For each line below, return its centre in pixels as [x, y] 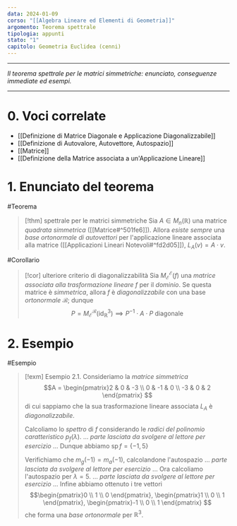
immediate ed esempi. [39, 81]
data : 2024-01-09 [33, 14]
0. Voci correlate [57, 116]
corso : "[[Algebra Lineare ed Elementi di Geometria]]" [91, 21]
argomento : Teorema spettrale [52, 27]
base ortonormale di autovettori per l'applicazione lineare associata [123, 237]
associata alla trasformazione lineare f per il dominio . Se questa [118, 284]
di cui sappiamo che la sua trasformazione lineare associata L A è [119, 407]
